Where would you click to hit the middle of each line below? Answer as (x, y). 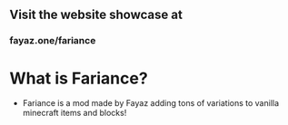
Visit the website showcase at (96, 15)
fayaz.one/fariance (53, 41)
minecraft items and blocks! (74, 113)
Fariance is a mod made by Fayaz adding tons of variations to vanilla (151, 103)
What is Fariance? (79, 78)
